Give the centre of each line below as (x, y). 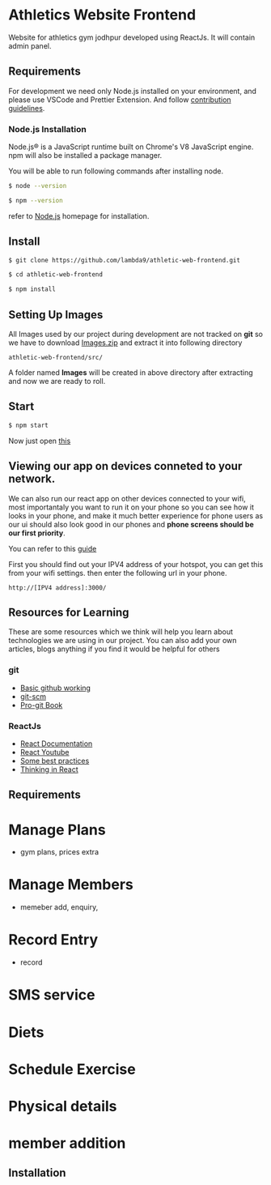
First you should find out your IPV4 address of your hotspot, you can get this (136, 564)
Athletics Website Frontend (102, 15)
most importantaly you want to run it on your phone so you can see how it (131, 507)
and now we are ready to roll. (57, 382)
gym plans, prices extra (59, 852)
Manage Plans (57, 830)
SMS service (52, 995)
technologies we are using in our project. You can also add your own (123, 641)
